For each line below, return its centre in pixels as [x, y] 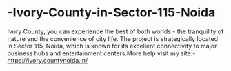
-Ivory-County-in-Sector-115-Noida [111, 13]
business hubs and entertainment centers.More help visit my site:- [101, 53]
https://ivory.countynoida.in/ [48, 60]
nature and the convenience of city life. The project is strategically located [113, 38]
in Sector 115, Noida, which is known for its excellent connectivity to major [112, 46]
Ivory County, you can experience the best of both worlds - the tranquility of [115, 31]
